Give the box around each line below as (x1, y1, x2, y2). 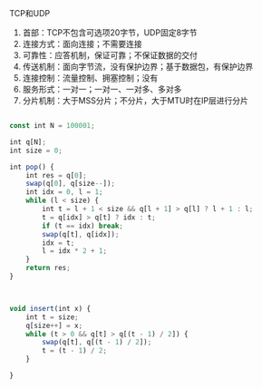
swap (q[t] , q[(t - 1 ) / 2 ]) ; (42, 338, 152, 347)
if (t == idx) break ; (42, 221, 124, 230)
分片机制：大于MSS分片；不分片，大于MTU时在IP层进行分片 (22, 95, 249, 106)
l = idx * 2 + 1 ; (42, 247, 107, 256)
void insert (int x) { (9, 304, 92, 313)
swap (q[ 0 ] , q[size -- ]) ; (25, 179, 116, 189)
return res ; (25, 264, 71, 273)
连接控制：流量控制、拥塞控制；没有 (22, 73, 159, 83)
